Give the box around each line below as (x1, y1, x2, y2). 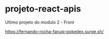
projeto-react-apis (5, 3, 81, 14)
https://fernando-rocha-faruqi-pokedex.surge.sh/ (5, 28, 104, 34)
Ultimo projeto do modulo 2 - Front (5, 19, 75, 25)
